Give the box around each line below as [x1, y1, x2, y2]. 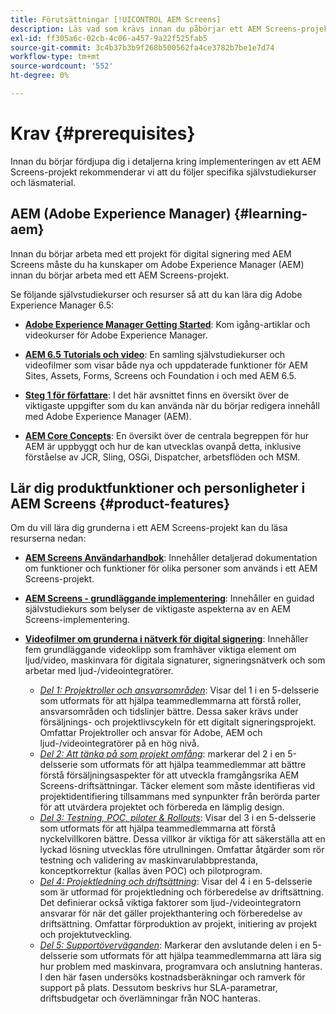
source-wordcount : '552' [10, 61, 114, 71]
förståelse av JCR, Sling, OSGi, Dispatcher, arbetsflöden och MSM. [24, 451, 301, 463]
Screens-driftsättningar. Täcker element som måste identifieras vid [39, 780, 316, 792]
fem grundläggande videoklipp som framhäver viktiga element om [24, 644, 297, 656]
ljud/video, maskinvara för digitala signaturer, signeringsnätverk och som [24, 654, 326, 666]
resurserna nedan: [10, 532, 87, 545]
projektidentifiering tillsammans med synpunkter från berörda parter [39, 791, 321, 803]
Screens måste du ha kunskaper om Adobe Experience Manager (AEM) [10, 258, 305, 270]
